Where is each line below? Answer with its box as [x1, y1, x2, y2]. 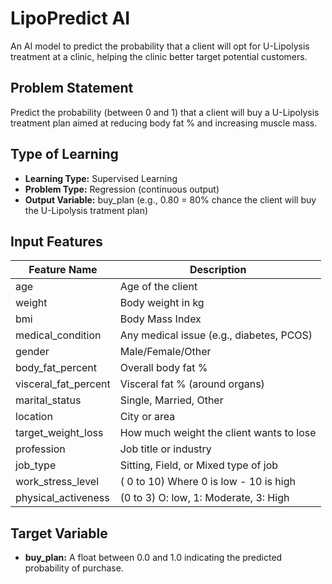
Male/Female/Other [119, 345, 212, 359]
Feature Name [28, 263, 98, 277]
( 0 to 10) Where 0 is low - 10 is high [119, 475, 296, 489]
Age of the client [119, 280, 198, 294]
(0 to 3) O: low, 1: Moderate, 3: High [119, 491, 290, 505]
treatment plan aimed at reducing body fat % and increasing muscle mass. [10, 117, 318, 129]
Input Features [10, 233, 103, 250]
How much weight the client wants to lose [119, 426, 317, 440]
